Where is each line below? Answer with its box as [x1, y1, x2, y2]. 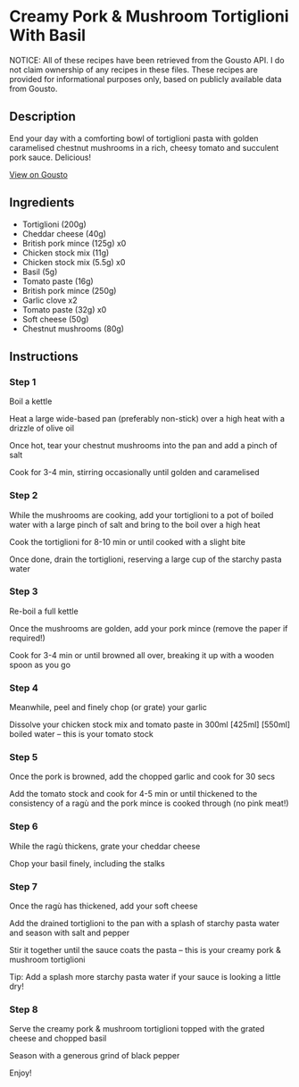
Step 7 [9, 880, 37, 892]
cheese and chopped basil [9, 1033, 107, 1044]
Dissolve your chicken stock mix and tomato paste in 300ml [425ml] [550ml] [9, 719, 291, 730]
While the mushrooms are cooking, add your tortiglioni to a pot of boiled [9, 509, 274, 520]
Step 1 [9, 375, 37, 388]
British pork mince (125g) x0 [21, 238, 127, 248]
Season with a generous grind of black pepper [9, 1050, 180, 1061]
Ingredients [9, 195, 75, 211]
